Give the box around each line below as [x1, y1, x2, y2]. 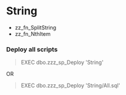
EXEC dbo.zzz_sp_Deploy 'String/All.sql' [20, 82, 121, 89]
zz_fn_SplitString [14, 24, 57, 31]
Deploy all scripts [6, 45, 58, 53]
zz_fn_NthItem [14, 30, 51, 37]
